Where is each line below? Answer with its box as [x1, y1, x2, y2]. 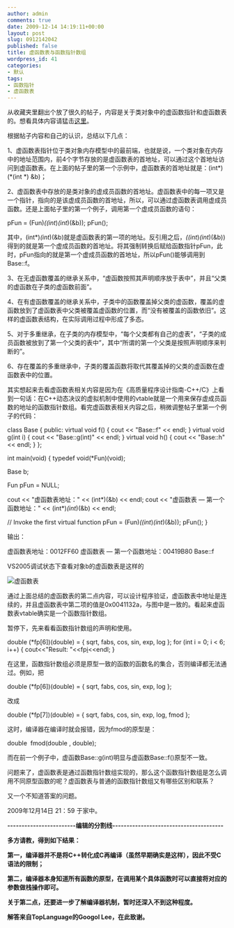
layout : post [7, 29, 45, 37]
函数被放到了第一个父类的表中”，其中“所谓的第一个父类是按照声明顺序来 [13, 339, 221, 347]
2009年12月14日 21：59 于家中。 [7, 807, 101, 815]
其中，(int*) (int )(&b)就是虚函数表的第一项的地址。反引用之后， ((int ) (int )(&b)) [7, 233, 226, 241]
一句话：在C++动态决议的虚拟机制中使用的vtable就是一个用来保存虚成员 [13, 395, 221, 403]
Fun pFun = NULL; [7, 481, 60, 489]
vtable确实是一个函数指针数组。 [19, 609, 111, 618]
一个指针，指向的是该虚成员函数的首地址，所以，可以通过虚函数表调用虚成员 [7, 196, 227, 204]
